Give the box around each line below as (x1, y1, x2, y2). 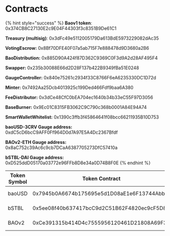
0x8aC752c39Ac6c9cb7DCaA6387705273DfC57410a (5, 144, 118, 151)
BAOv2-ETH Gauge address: (5, 139, 67, 145)
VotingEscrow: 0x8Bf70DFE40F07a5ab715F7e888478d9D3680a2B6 (5, 45, 149, 51)
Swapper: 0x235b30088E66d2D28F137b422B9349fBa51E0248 (5, 65, 139, 71)
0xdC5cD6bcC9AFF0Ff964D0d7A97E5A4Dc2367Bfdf (5, 129, 118, 135)
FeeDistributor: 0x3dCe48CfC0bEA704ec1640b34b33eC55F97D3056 (5, 94, 153, 100)
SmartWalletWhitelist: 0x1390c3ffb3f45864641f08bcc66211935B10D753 (5, 114, 159, 120)
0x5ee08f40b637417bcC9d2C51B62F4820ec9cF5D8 (32, 204, 167, 212)
